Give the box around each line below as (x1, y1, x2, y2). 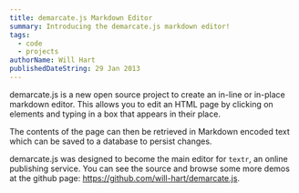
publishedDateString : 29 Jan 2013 (9, 65, 141, 74)
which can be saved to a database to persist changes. (9, 136, 212, 147)
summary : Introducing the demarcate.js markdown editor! (9, 22, 231, 31)
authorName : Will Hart (9, 56, 96, 65)
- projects (17, 47, 59, 56)
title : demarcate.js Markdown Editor (9, 13, 153, 23)
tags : (9, 30, 30, 39)
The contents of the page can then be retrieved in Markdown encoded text (9, 126, 290, 137)
